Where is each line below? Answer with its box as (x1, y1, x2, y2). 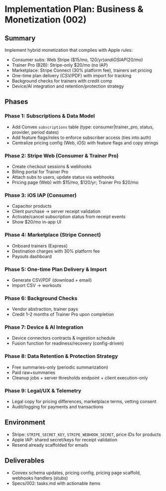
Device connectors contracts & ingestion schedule (11, 335, 115, 341)
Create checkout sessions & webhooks (11, 163, 92, 169)
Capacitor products (11, 203, 52, 209)
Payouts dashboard (11, 253, 52, 259)
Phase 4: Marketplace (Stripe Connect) (4, 232, 101, 239)
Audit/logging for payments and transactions (11, 404, 104, 410)
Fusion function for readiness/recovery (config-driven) (11, 340, 124, 347)
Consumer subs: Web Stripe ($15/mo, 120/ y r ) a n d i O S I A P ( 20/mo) (11, 57, 143, 63)
